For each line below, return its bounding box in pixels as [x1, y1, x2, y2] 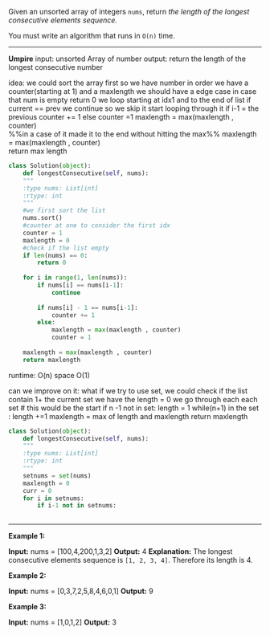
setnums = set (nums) [22, 471, 92, 480]
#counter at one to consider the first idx [22, 222, 171, 230]
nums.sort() [22, 214, 63, 222]
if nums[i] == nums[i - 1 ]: [37, 281, 125, 289]
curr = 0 [22, 486, 52, 495]
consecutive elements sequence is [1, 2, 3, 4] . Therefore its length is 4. [8, 556, 253, 565]
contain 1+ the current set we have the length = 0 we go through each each [8, 394, 258, 404]
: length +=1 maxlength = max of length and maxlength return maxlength [8, 411, 248, 421]
